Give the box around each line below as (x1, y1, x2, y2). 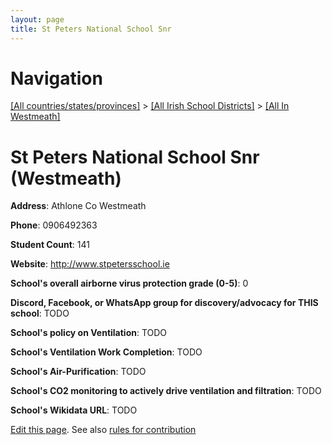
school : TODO (10, 307, 70, 320)
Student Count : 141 (10, 239, 90, 251)
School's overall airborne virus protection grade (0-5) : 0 (10, 277, 249, 290)
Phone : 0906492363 (10, 219, 98, 231)
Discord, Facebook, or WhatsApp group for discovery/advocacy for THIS (10, 297, 319, 309)
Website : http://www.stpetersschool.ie (10, 258, 170, 270)
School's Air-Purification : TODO (10, 366, 147, 378)
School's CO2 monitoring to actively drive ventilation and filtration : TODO (10, 385, 322, 397)
